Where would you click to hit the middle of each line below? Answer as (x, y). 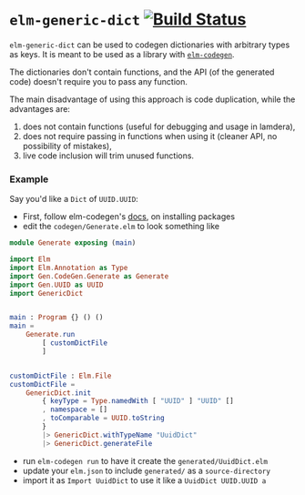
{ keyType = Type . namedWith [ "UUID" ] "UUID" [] (138, 401)
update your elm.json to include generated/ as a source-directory (147, 470)
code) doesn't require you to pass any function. (99, 81)
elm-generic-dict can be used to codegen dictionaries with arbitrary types (150, 45)
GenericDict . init (59, 393)
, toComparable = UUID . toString (104, 419)
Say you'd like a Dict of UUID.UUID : (74, 199)
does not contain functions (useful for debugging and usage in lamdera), (159, 126)
